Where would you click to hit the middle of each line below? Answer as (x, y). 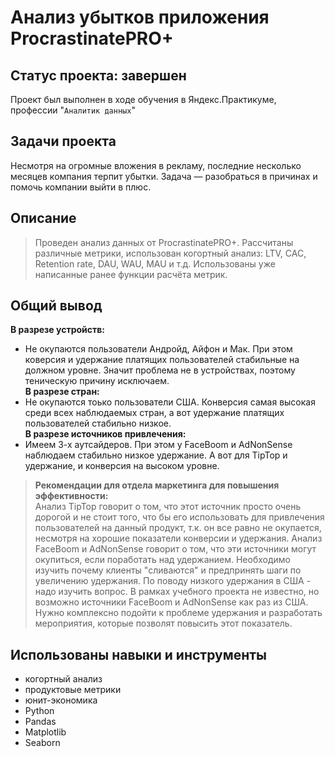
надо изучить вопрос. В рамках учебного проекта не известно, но (177, 592)
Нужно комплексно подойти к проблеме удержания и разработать (178, 613)
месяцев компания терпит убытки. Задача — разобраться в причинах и (164, 176)
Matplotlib (45, 732)
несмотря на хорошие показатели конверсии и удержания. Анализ (178, 538)
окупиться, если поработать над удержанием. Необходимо (162, 560)
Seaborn (42, 743)
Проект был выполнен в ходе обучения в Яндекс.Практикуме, (143, 99)
